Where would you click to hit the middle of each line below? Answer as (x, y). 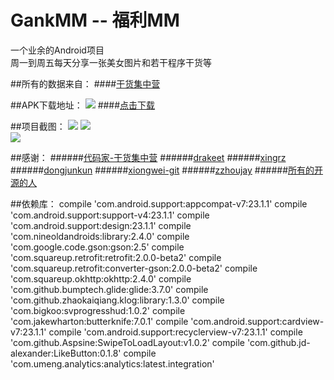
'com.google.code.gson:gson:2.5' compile (97, 247)
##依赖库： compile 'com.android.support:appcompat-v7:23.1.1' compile (159, 203)
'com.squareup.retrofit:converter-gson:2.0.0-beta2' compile (134, 268)
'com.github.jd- (278, 342)
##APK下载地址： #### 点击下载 (83, 105)
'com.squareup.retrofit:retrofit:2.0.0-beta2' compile (116, 257)
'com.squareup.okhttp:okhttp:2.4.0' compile (101, 278)
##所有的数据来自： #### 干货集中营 (85, 83)
